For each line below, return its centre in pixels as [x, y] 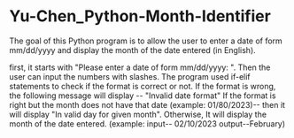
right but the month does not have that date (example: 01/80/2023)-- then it [147, 104]
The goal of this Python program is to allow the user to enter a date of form [146, 41]
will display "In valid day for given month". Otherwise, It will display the [138, 114]
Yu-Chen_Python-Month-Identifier [140, 16]
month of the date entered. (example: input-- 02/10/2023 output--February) [147, 123]
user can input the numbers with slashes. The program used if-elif [130, 76]
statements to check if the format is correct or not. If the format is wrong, [143, 86]
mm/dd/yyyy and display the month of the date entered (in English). [133, 50]
